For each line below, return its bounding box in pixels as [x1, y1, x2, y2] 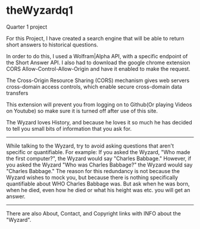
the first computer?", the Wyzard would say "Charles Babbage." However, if [6, 155, 192, 162]
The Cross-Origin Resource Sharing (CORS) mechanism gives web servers [6, 77, 190, 84]
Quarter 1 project [6, 23, 48, 30]
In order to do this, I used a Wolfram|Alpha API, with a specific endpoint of [6, 52, 188, 59]
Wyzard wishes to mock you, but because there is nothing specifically [6, 174, 179, 181]
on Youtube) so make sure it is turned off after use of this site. [6, 107, 158, 114]
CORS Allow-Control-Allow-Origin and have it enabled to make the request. [6, 65, 190, 72]
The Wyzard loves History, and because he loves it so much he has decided [6, 118, 192, 126]
